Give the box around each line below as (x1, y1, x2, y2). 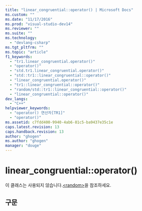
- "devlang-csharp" (10, 40, 51, 45)
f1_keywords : (5, 54, 33, 59)
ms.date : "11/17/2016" (5, 17, 53, 22)
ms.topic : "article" (5, 49, 49, 54)
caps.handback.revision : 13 (5, 129, 64, 134)
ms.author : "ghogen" (5, 138, 49, 144)
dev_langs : (5, 96, 28, 101)
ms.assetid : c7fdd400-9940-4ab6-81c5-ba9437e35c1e (5, 119, 113, 125)
